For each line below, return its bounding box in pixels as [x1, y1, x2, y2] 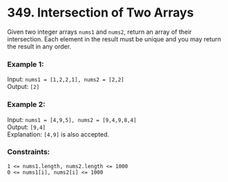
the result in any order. [7, 42, 71, 50]
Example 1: [7, 59, 44, 69]
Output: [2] [7, 83, 40, 91]
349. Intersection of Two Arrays [7, 5, 194, 21]
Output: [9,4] [7, 123, 46, 131]
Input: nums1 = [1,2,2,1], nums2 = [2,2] [7, 75, 124, 83]
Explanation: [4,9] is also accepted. [7, 130, 109, 139]
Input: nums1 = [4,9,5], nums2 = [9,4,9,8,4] [7, 115, 137, 123]
